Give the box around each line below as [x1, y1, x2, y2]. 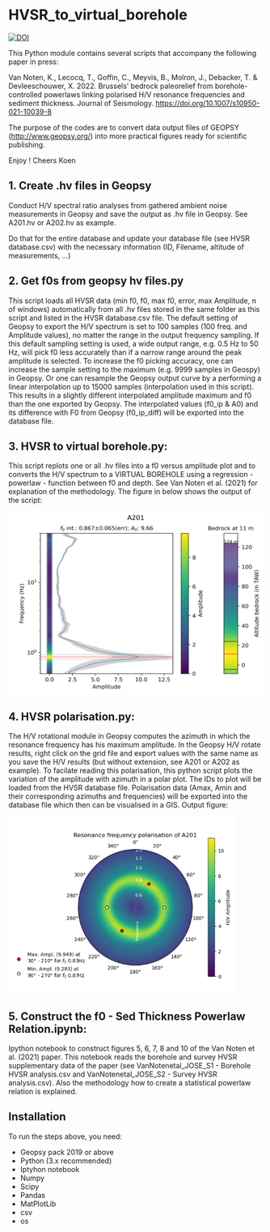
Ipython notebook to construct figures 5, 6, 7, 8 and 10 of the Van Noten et [8, 1043, 255, 1053]
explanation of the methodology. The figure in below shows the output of [8, 487, 251, 497]
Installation [8, 1110, 66, 1123]
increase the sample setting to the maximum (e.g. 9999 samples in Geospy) [8, 364, 261, 374]
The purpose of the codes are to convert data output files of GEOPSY [8, 122, 240, 132]
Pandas [19, 1190, 46, 1200]
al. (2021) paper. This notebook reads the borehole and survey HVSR [8, 1052, 238, 1062]
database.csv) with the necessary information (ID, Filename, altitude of [8, 241, 245, 252]
